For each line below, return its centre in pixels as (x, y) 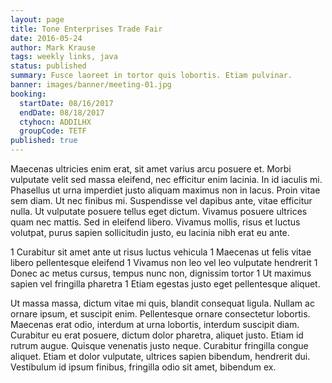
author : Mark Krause (53, 47)
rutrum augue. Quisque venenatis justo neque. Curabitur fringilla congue (159, 345)
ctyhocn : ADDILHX (55, 122)
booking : (28, 94)
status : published (48, 66)
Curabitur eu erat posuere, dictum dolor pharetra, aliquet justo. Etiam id (157, 335)
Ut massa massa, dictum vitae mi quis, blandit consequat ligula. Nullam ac (162, 303)
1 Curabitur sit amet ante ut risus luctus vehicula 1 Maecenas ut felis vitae (161, 252)
